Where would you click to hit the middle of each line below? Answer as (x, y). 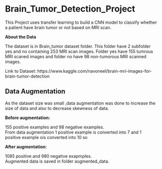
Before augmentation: (28, 118)
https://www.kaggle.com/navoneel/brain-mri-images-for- (95, 71)
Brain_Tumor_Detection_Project (70, 9)
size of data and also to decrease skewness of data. (57, 108)
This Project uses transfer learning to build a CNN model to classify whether (81, 22)
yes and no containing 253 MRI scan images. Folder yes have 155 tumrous (79, 51)
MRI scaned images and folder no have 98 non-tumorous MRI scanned (76, 56)
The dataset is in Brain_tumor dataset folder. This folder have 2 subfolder (78, 46)
